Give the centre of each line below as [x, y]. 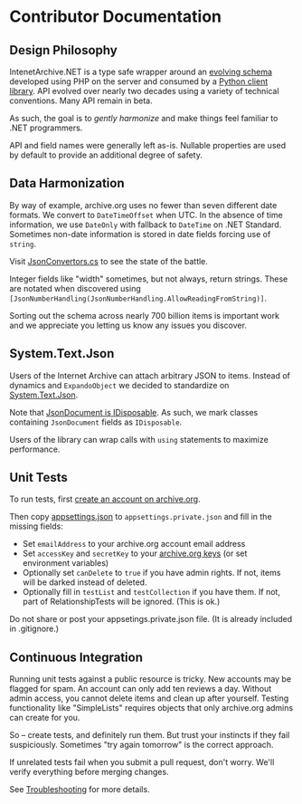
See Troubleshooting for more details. [80, 790]
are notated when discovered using [75, 288]
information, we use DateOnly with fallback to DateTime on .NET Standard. [146, 225]
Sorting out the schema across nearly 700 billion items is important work [145, 315]
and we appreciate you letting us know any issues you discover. [128, 325]
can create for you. [45, 718]
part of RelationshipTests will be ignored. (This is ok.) [121, 602]
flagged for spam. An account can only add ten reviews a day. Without [141, 689]
